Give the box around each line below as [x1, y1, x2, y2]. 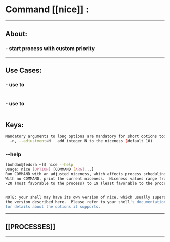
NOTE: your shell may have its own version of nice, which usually [5, 195, 151, 200]
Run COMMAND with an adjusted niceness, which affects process [5, 172, 142, 177]
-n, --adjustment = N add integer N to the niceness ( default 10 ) [10, 139, 153, 144]
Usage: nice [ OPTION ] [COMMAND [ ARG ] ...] [5, 167, 94, 172]
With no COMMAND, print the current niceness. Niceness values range [5, 176, 157, 181]
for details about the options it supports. [5, 204, 101, 209]
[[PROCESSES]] [5, 222, 56, 231]
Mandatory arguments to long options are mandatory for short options [5, 134, 157, 139]
